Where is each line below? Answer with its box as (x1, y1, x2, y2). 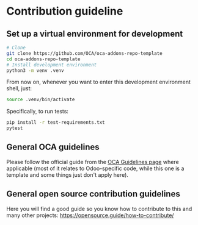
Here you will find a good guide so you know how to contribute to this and (6, 205, 193, 212)
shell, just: (6, 85, 32, 92)
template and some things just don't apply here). (6, 171, 128, 178)
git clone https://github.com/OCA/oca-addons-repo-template (6, 50, 163, 56)
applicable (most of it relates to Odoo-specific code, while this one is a (6, 165, 185, 172)
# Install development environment (6, 62, 97, 68)
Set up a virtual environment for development (6, 29, 183, 39)
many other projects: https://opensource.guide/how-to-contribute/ (6, 212, 174, 219)
